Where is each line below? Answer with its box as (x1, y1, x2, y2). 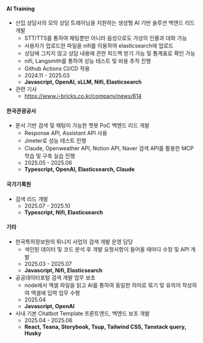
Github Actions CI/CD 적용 (24, 65, 90, 73)
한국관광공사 (6, 107, 37, 114)
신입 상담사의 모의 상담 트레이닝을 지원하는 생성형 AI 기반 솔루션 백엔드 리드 (15, 19, 195, 27)
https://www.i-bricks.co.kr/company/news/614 (24, 92, 142, 100)
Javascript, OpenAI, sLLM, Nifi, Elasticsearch (24, 78, 142, 85)
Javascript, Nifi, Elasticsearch (24, 266, 103, 274)
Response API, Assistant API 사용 (24, 129, 108, 137)
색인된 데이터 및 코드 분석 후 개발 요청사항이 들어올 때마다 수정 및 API (24, 245, 190, 253)
